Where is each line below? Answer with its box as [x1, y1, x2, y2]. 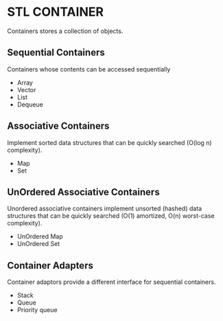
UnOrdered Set [16, 240, 60, 248]
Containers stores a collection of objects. [7, 27, 124, 35]
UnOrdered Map [16, 232, 63, 241]
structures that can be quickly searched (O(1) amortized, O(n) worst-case [7, 212, 215, 220]
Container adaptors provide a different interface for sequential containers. [7, 278, 216, 286]
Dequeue [16, 100, 43, 109]
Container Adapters [7, 259, 94, 272]
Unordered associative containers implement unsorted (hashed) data [7, 204, 202, 213]
